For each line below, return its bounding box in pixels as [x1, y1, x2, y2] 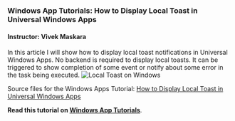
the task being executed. [7, 70, 80, 80]
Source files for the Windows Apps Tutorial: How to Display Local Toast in [7, 85, 224, 93]
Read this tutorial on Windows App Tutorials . [7, 106, 142, 115]
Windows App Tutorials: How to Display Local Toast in [7, 6, 198, 16]
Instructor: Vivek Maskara [7, 32, 87, 41]
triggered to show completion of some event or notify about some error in [7, 63, 224, 72]
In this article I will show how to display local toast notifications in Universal [7, 48, 228, 57]
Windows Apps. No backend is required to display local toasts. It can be [7, 56, 219, 64]
